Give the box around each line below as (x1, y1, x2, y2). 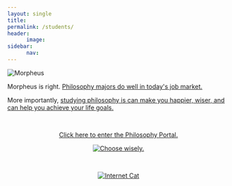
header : (7, 29, 30, 37)
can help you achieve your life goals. (7, 103, 114, 112)
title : (7, 17, 27, 24)
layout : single (7, 10, 52, 18)
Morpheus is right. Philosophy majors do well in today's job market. (7, 82, 203, 91)
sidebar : (7, 43, 33, 50)
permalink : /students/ (7, 23, 74, 30)
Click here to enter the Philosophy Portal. (59, 131, 178, 139)
